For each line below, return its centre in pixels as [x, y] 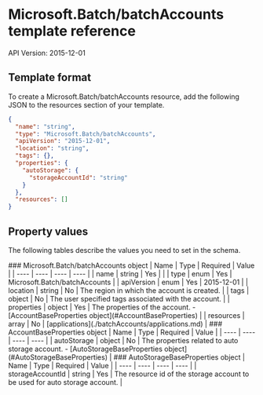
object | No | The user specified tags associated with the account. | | [119, 298]
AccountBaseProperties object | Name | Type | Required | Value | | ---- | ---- [132, 332]
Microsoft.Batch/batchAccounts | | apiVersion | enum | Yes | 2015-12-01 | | [128, 282]
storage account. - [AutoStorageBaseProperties [86, 349]
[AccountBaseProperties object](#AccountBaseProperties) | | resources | [126, 315]
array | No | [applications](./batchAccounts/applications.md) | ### [115, 324]
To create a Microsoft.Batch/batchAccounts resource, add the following [124, 97]
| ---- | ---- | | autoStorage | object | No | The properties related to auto [123, 340]
